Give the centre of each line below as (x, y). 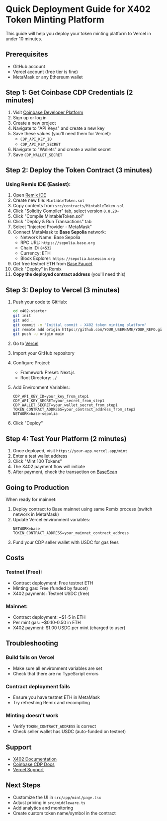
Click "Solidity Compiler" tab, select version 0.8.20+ (66, 211)
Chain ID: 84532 (36, 248)
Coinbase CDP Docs (34, 764)
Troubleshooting (32, 643)
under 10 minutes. (24, 39)
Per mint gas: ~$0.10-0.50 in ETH (47, 622)
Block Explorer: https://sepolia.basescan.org (68, 258)
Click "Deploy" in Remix (37, 269)
